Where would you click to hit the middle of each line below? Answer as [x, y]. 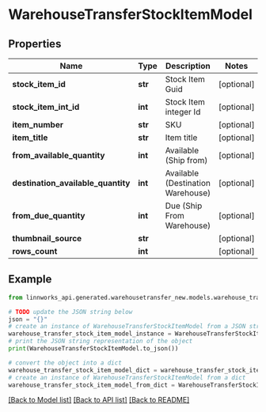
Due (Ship [184, 206]
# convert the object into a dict [65, 363]
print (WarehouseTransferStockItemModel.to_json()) [93, 349]
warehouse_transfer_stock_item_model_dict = [83, 370]
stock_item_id [39, 84]
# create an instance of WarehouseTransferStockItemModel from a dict [127, 377]
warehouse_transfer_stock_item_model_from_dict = [92, 385]
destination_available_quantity [71, 183]
